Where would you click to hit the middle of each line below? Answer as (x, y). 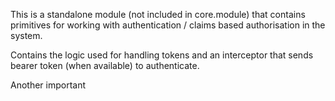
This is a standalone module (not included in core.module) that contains (158, 14)
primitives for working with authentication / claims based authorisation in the (168, 25)
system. (26, 35)
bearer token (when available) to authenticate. (105, 65)
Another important (48, 85)
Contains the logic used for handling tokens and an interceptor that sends (162, 55)
